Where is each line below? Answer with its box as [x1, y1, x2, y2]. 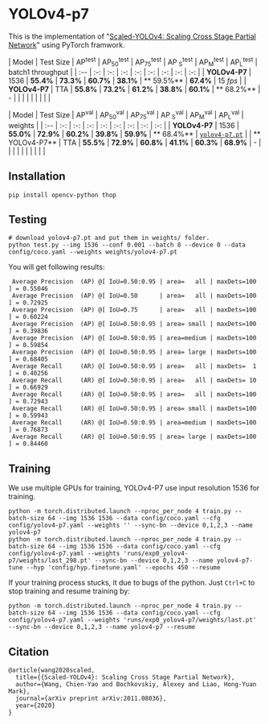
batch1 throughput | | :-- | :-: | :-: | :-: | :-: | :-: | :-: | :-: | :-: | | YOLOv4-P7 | [8, 68, 251, 77]
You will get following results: [8, 263, 105, 272]
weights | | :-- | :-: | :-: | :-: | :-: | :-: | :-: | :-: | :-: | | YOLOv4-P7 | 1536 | [8, 120, 239, 130]
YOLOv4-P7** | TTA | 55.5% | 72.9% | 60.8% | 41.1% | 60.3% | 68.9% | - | [8, 138, 262, 147]
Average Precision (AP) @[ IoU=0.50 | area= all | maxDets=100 [11, 292, 257, 300]
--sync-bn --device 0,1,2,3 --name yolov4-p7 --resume [8, 623, 196, 631]
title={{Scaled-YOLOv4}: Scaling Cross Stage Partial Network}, [15, 673, 235, 681]
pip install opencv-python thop [8, 191, 116, 199]
